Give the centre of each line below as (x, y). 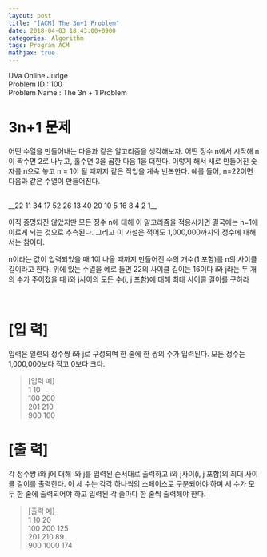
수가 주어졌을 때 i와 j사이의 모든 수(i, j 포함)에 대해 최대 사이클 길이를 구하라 (133, 279)
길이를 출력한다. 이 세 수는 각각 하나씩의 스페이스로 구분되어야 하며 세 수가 (132, 483)
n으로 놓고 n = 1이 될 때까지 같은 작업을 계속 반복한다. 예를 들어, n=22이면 (138, 171)
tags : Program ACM (39, 46)
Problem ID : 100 (35, 84)
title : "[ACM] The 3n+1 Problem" (64, 23)
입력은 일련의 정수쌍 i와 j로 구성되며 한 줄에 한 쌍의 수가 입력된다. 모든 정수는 (127, 354)
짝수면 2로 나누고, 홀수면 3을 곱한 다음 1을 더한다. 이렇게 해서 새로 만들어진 (133, 161)
